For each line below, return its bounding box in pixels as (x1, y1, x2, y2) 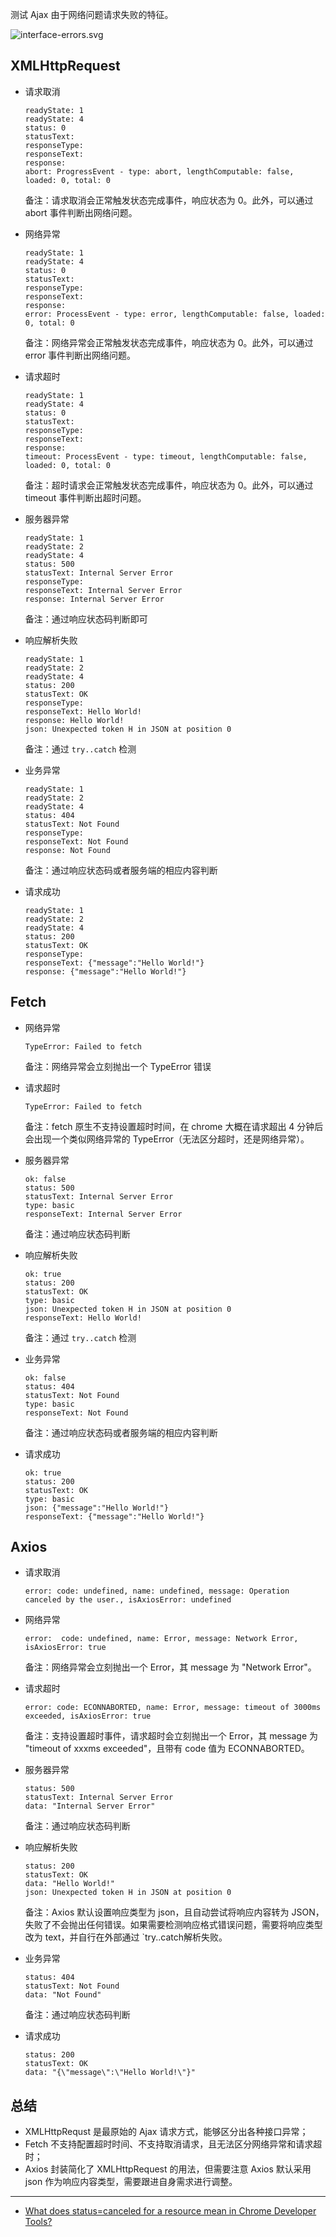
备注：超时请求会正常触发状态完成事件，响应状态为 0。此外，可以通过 (24, 479, 314, 491)
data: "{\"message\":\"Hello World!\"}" (24, 2068, 196, 2078)
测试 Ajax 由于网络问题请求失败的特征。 (10, 9, 174, 20)
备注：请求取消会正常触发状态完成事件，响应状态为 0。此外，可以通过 (24, 194, 314, 206)
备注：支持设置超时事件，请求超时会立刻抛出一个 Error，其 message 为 (24, 1730, 319, 1742)
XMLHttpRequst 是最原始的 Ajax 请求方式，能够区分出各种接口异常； (24, 2126, 309, 2138)
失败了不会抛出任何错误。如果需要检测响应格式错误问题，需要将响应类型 (24, 1919, 323, 1931)
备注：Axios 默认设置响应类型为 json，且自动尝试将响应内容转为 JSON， (24, 1906, 325, 1918)
